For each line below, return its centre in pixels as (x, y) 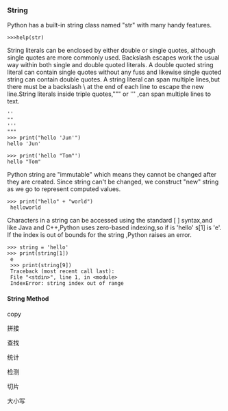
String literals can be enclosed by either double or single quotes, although (111, 51)
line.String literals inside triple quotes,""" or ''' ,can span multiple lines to (109, 94)
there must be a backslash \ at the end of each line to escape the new (105, 87)
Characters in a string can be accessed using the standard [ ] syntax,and (110, 221)
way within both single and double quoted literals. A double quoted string (110, 65)
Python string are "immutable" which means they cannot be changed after (112, 175)
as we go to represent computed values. (64, 189)
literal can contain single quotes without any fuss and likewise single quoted (114, 72)
